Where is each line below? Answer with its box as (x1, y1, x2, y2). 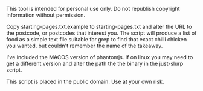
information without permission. (6, 11, 86, 19)
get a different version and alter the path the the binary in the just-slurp (6, 60, 184, 67)
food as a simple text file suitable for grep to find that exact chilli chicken (6, 36, 187, 43)
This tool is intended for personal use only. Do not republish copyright (6, 5, 180, 12)
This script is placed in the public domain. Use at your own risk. (6, 78, 164, 85)
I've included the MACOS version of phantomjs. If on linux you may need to (6, 54, 193, 60)
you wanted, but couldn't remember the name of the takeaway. (6, 42, 163, 49)
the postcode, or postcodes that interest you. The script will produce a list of (6, 29, 197, 37)
